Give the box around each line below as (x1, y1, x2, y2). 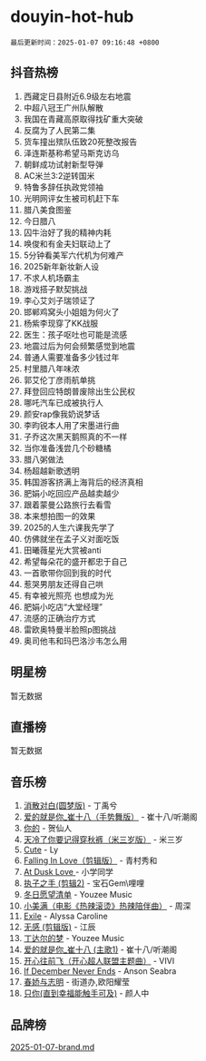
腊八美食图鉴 (23, 204, 72, 215)
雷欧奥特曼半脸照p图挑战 (23, 624, 117, 634)
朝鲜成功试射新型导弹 (23, 159, 103, 170)
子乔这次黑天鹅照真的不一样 (23, 431, 128, 442)
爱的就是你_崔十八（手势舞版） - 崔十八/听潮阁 (23, 811, 198, 822)
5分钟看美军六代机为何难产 (23, 250, 125, 260)
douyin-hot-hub (10, 6, 134, 27)
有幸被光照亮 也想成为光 (23, 590, 114, 601)
